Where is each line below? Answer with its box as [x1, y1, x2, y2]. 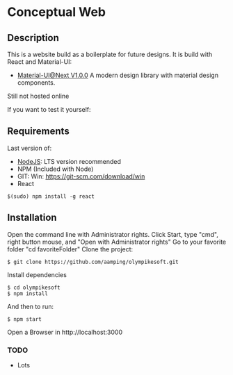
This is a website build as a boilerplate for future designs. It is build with [7, 50, 213, 58]
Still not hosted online [7, 92, 70, 100]
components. [17, 78, 56, 87]
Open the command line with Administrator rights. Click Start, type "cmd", [7, 230, 219, 238]
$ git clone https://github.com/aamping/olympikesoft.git [7, 258, 179, 265]
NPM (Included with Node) [17, 165, 94, 173]
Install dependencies [7, 270, 67, 278]
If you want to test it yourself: [7, 106, 92, 113]
